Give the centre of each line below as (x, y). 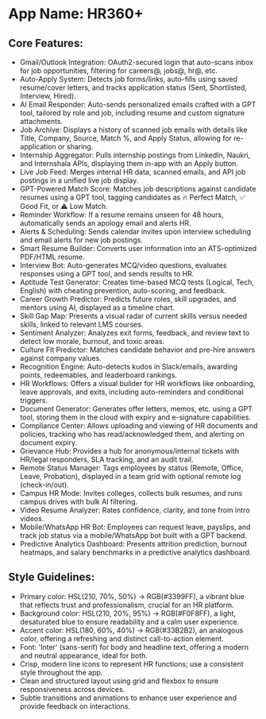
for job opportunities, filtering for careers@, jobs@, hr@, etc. (119, 71)
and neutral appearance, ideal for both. (84, 655)
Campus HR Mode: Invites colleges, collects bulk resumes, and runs (131, 493)
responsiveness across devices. (72, 689)
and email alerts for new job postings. (81, 240)
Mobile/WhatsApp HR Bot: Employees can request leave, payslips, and (135, 527)
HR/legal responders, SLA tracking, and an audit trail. (106, 459)
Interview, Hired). (48, 96)
